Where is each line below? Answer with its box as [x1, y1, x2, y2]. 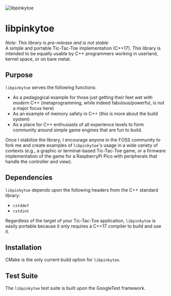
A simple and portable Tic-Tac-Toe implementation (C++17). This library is [5, 45, 161, 51]
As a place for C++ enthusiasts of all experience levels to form [12, 121, 144, 127]
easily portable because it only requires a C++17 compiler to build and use [5, 223, 162, 229]
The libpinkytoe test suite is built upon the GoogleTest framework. [5, 285, 146, 291]
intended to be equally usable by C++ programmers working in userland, [5, 50, 158, 56]
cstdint [12, 209, 29, 214]
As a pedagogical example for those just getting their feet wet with [12, 94, 153, 100]
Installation [5, 243, 42, 252]
